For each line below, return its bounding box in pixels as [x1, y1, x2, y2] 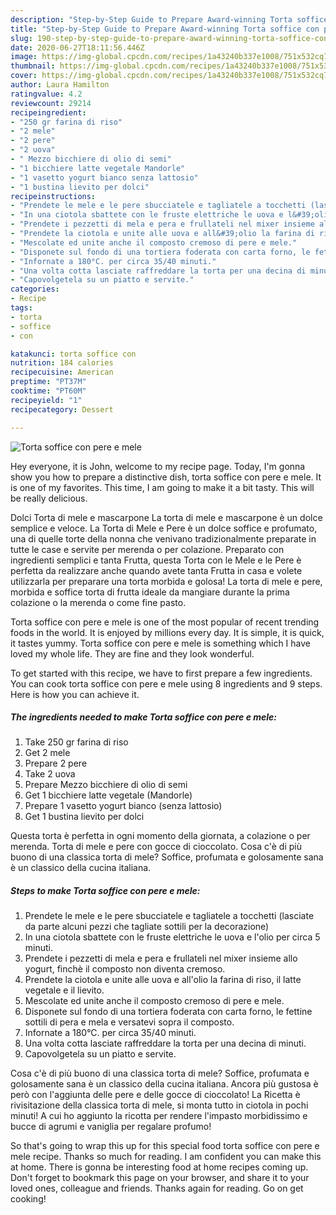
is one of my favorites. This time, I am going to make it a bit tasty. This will [10, 481, 315, 493]
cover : [10, 71, 38, 81]
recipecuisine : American [10, 367, 114, 378]
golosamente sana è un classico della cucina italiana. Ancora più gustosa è [10, 1078, 319, 1090]
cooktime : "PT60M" [10, 386, 87, 396]
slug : [10, 33, 33, 43]
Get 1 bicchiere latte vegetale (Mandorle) [24, 789, 193, 801]
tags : [10, 303, 33, 313]
